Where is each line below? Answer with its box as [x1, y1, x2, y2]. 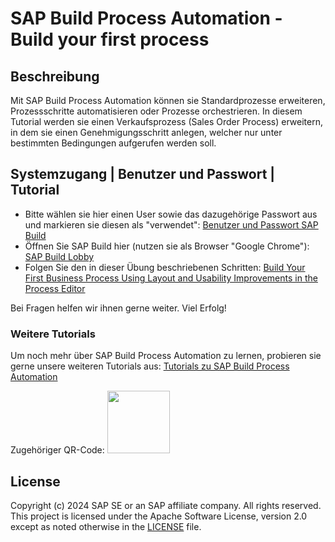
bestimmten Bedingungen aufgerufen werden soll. [10, 137, 217, 149]
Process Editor [24, 282, 86, 294]
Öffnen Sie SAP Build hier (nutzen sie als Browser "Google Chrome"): [24, 240, 310, 252]
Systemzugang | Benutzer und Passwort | [10, 166, 276, 183]
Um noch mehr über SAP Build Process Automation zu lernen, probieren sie [10, 350, 322, 362]
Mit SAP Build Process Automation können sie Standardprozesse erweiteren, [10, 95, 326, 106]
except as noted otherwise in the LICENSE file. [10, 520, 202, 532]
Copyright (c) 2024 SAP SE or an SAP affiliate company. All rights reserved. [10, 499, 322, 511]
